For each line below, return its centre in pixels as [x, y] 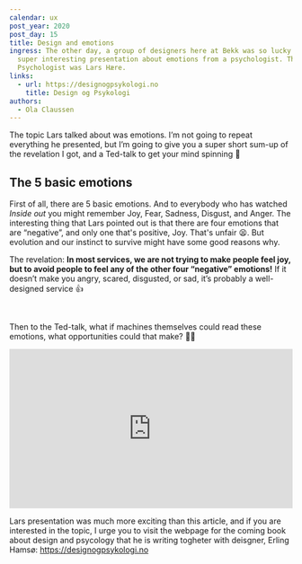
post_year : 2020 [40, 26]
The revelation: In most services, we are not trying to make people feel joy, [150, 260]
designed [27, 289]
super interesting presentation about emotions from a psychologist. [150, 59]
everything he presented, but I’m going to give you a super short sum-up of [149, 145]
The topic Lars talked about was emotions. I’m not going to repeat [131, 135]
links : [22, 76]
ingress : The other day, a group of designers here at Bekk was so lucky [151, 51]
